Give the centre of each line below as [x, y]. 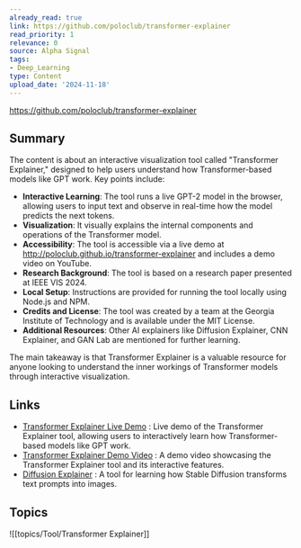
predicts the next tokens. [68, 216]
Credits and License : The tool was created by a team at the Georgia [148, 311]
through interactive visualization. [70, 377]
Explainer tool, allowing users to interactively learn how [124, 436]
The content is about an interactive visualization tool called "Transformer [144, 160]
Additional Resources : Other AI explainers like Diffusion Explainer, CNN [155, 330]
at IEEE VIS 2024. [54, 283]
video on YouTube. [57, 264]
